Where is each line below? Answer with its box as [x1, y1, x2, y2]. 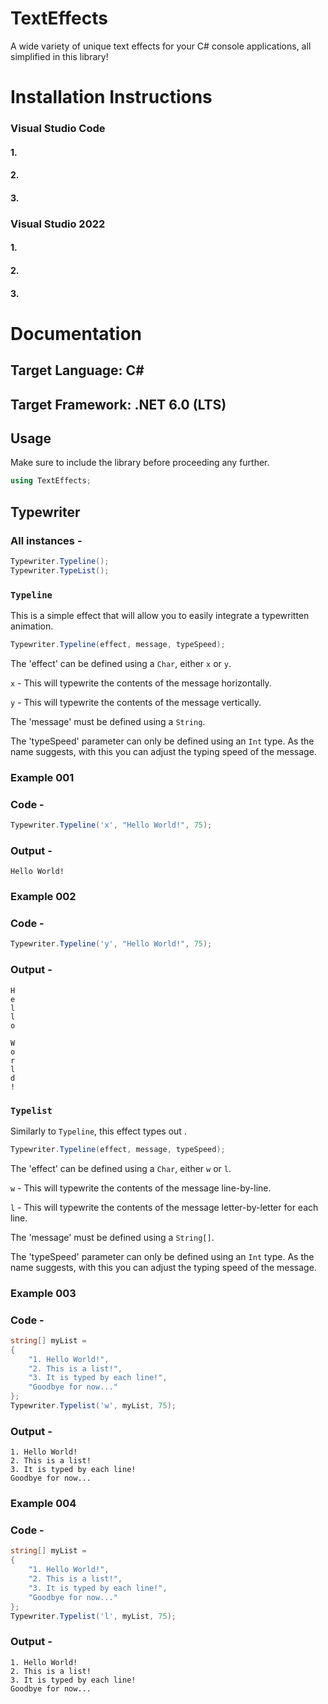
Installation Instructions [10, 86, 213, 109]
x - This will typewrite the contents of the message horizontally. [10, 677, 272, 689]
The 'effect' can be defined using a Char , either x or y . [10, 657, 232, 669]
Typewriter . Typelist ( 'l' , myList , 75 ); [10, 1611, 177, 1621]
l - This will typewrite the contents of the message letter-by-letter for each [10, 1201, 319, 1213]
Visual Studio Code [10, 122, 106, 136]
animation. [10, 620, 54, 632]
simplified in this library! [10, 50, 109, 62]
